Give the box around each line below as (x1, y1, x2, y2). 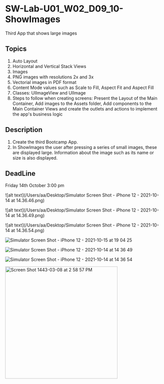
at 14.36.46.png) (10, 197, 45, 203)
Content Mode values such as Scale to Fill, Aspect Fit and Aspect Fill (12, 84, 154, 90)
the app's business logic (12, 111, 63, 117)
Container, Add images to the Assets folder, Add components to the (12, 100, 152, 106)
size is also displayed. (12, 154, 58, 160)
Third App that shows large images (5, 30, 77, 36)
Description (5, 125, 42, 134)
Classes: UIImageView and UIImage (12, 89, 86, 95)
